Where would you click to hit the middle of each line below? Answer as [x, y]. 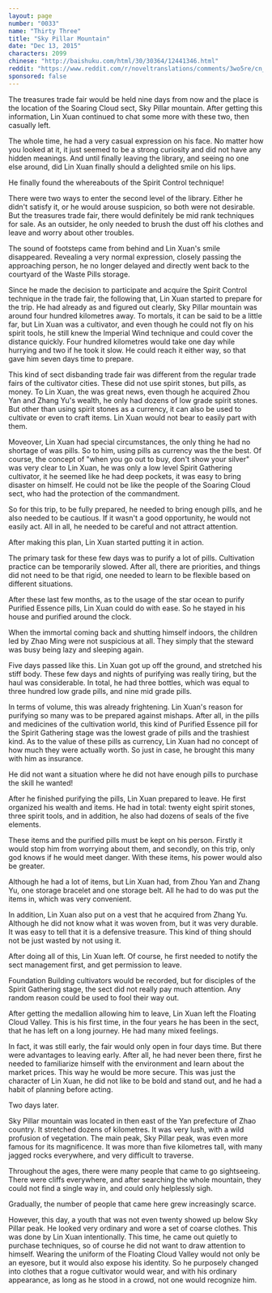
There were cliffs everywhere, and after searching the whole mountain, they [135, 1180]
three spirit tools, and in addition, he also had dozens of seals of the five [129, 816]
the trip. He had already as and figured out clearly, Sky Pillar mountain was [133, 307]
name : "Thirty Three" [45, 31]
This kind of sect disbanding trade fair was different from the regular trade [132, 375]
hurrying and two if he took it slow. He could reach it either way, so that [127, 350]
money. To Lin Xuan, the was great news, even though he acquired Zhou [129, 392]
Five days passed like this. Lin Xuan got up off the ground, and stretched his [135, 665]
